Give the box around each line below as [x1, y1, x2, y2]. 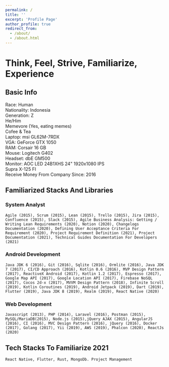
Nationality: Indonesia [5, 107, 51, 113]
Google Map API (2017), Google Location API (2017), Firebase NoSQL [5, 276, 153, 281]
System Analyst [5, 201, 46, 208]
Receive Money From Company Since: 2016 [5, 171, 96, 177]
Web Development [5, 300, 52, 307]
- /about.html [10, 36, 39, 41]
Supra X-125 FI [5, 166, 36, 172]
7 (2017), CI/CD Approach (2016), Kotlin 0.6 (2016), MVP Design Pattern [5, 266, 164, 272]
